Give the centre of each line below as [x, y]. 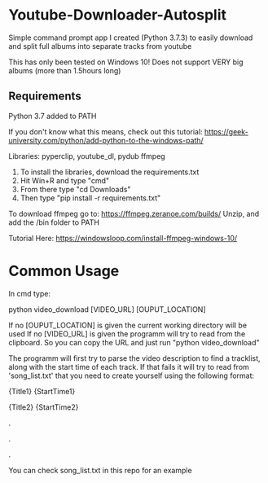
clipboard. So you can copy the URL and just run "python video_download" [134, 342]
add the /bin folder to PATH [54, 222]
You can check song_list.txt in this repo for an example [101, 470]
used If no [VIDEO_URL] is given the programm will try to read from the [127, 334]
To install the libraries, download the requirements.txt [110, 172]
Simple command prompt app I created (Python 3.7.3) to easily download [131, 37]
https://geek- [226, 131]
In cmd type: [30, 293]
